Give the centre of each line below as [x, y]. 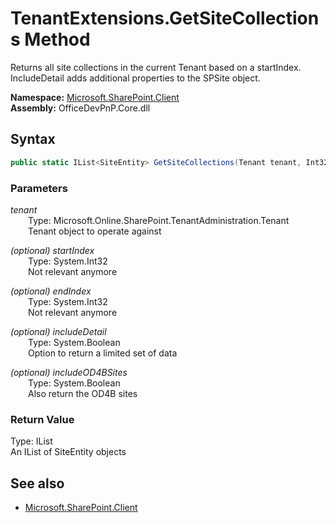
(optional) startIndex [52, 250]
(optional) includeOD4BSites [69, 372]
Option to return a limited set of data [103, 353]
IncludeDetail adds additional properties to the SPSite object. [135, 78]
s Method [50, 39]
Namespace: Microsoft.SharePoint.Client [95, 97]
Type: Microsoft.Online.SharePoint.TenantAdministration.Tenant [159, 220]
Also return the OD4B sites [83, 393]
